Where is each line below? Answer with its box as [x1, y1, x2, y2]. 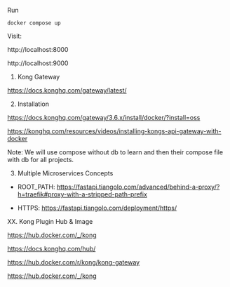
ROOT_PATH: [17, 182, 55, 191]
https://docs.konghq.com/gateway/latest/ [7, 86, 128, 94]
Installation [17, 100, 50, 108]
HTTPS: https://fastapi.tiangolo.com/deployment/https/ [17, 203, 177, 212]
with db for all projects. [7, 156, 74, 163]
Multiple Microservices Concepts [17, 169, 114, 178]
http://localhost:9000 [7, 59, 69, 67]
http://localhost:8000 [7, 46, 69, 53]
